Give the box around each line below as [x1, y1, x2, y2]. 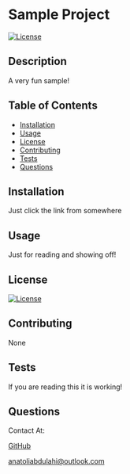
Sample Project [8, 6, 110, 24]
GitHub [8, 442, 32, 451]
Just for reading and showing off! [8, 250, 117, 259]
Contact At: [8, 426, 45, 435]
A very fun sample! [8, 75, 69, 85]
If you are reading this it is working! [8, 382, 123, 392]
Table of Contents [8, 99, 98, 113]
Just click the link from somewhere [8, 206, 122, 216]
